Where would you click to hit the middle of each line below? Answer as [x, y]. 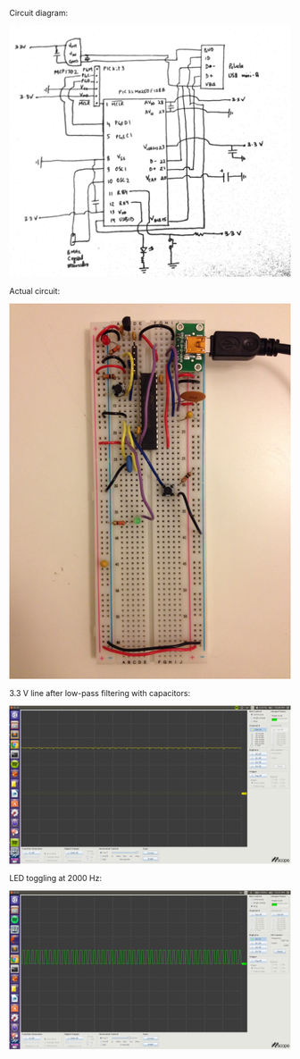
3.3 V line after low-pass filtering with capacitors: [100, 693]
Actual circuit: [35, 290]
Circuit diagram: [39, 13]
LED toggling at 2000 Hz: [56, 878]
